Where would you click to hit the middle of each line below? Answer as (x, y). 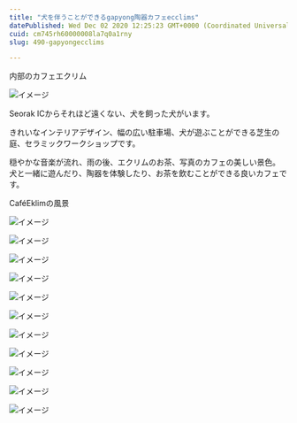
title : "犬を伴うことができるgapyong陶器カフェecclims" (104, 17)
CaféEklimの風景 (39, 204)
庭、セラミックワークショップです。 (75, 143)
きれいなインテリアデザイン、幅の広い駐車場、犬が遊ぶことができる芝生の (145, 133)
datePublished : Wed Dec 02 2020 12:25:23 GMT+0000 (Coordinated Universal (150, 26)
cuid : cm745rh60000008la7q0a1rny (71, 34)
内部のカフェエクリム (48, 76)
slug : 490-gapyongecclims (57, 42)
